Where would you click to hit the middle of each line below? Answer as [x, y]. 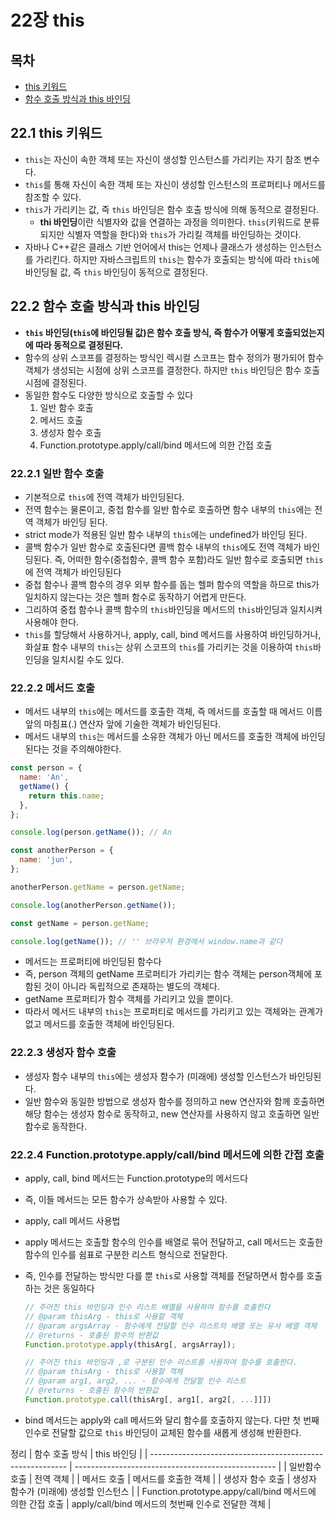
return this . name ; [66, 796]
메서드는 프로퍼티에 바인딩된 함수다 [93, 962]
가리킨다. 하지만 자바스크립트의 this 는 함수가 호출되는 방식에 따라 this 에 [177, 259]
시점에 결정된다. [55, 382]
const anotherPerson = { [62, 851]
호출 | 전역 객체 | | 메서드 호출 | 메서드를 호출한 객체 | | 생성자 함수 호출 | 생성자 [163, 1478]
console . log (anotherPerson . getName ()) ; [93, 905]
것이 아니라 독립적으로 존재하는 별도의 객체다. [131, 987]
